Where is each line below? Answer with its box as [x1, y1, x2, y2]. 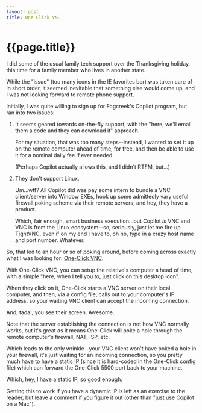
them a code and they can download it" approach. [14, 127, 140, 134]
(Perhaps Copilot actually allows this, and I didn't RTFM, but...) [14, 163, 171, 170]
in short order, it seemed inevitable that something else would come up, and [6, 85, 195, 92]
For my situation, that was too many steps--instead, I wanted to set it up [14, 139, 194, 146]
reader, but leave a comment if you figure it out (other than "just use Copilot [6, 394, 195, 401]
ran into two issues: [6, 109, 55, 116]
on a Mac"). [6, 400, 36, 408]
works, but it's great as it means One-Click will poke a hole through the [6, 327, 183, 334]
